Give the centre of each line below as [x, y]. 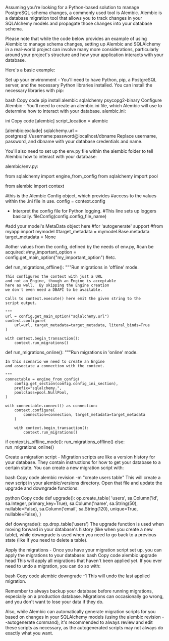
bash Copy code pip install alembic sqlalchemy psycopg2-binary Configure [84, 100]
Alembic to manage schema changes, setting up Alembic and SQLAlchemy [83, 44]
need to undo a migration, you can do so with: [53, 566]
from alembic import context [35, 186]
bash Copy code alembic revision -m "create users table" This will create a [83, 477]
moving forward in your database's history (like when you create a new [79, 529]
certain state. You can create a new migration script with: [65, 468]
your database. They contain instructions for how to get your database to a [83, 462]
